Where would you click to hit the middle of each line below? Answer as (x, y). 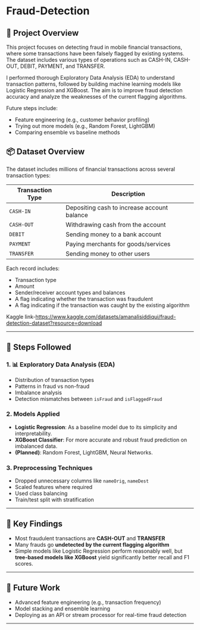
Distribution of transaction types (54, 380)
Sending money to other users (107, 253)
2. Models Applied (33, 414)
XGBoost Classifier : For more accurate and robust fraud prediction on (101, 440)
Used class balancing (41, 493)
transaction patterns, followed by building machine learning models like (94, 84)
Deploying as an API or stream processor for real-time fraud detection (101, 615)
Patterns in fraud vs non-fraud (52, 386)
